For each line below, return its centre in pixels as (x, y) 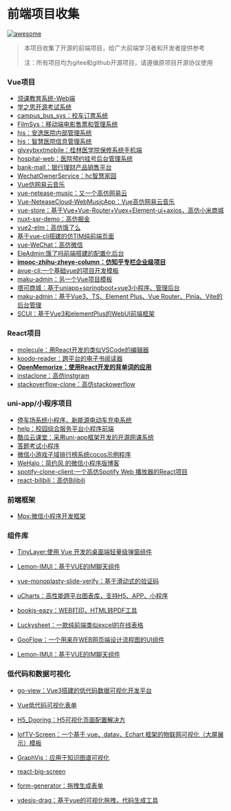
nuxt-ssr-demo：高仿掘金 (54, 219)
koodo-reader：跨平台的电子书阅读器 (70, 358)
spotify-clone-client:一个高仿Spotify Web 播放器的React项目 (102, 471)
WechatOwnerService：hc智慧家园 (67, 176)
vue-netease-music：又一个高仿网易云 (72, 193)
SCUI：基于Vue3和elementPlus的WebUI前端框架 (86, 314)
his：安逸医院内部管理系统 (54, 133)
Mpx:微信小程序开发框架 (51, 516)
